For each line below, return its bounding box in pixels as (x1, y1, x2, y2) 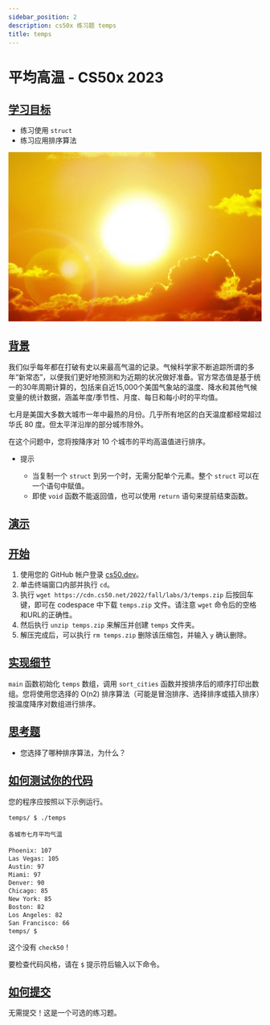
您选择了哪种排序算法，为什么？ (19, 748, 126, 757)
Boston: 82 (8, 903, 45, 911)
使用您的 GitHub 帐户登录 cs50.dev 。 (19, 570, 143, 579)
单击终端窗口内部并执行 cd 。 (19, 580, 115, 590)
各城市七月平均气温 (8, 830, 63, 838)
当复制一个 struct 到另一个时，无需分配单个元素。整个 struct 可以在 (31, 471, 260, 480)
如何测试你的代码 (8, 774, 93, 787)
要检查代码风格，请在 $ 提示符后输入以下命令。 (8, 959, 165, 969)
